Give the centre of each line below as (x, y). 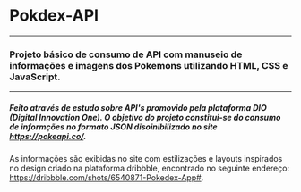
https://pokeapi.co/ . (48, 136)
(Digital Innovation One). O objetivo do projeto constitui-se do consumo (145, 117)
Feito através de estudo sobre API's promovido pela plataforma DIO (138, 107)
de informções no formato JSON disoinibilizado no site (113, 127)
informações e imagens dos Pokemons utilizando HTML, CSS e (149, 65)
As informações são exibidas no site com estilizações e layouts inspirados (146, 159)
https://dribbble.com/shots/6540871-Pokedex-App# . (107, 178)
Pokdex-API (54, 16)
